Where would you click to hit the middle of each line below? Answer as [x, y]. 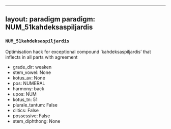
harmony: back [28, 88]
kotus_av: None [29, 78]
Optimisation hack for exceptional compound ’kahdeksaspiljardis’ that [78, 51]
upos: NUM [25, 94]
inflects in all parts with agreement [41, 57]
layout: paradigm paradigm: [50, 19]
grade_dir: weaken [32, 67]
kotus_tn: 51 [25, 99]
